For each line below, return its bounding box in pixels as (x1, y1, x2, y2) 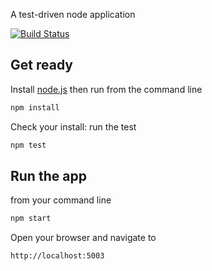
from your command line (10, 194, 112, 206)
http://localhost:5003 (10, 251, 105, 261)
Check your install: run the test (10, 120, 137, 133)
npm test (10, 140, 47, 150)
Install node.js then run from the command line (10, 83, 203, 95)
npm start (10, 214, 52, 224)
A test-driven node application (10, 9, 136, 20)
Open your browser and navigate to (10, 232, 157, 244)
